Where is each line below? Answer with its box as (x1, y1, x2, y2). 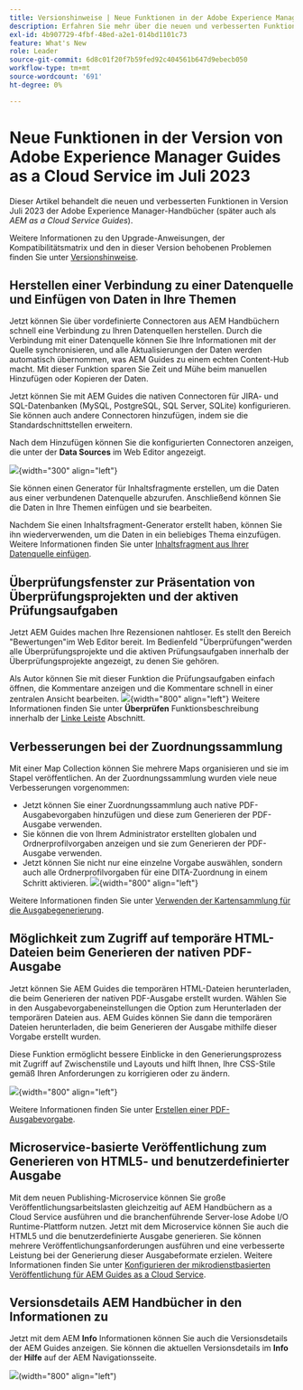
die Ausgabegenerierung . (9, 905, 105, 916)
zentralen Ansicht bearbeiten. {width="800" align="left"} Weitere (9, 693, 261, 705)
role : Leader (9, 47, 59, 56)
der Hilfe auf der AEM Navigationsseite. (9, 1352, 157, 1363)
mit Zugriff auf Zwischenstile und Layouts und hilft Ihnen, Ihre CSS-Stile (9, 1058, 276, 1069)
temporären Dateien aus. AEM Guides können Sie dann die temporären (9, 1011, 272, 1022)
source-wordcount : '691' (9, 72, 103, 81)
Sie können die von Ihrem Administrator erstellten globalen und (22, 829, 257, 839)
